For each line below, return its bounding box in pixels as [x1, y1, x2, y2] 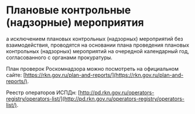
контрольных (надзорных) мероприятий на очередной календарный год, [6, 47, 189, 54]
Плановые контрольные [6, 4, 131, 17]
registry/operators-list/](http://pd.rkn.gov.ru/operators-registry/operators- [6, 95, 185, 102]
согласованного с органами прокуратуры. [6, 54, 113, 61]
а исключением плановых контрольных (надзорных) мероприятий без [6, 35, 183, 42]
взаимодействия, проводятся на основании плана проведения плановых [6, 42, 189, 49]
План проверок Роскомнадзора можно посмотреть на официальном [6, 65, 179, 72]
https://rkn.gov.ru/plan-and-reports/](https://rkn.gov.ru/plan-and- [25, 71, 184, 78]
